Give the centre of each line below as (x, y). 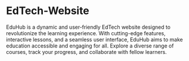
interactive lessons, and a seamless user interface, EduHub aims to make (95, 39)
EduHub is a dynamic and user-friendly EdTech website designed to (88, 27)
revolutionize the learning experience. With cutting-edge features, (86, 33)
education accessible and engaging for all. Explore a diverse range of (90, 46)
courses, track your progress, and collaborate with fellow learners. (87, 52)
